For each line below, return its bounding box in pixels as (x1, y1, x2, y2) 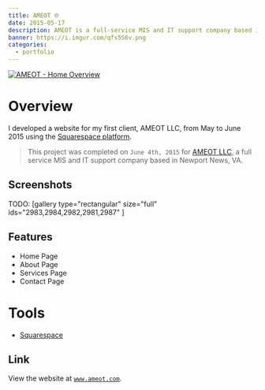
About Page (19, 259, 58, 269)
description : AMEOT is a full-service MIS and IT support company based (8, 26, 252, 34)
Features (8, 230, 53, 244)
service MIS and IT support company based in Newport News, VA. (27, 155, 243, 165)
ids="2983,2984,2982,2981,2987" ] (8, 207, 125, 217)
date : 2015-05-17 (8, 19, 65, 27)
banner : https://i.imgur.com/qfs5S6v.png (8, 33, 147, 42)
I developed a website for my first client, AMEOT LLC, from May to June (8, 123, 241, 132)
